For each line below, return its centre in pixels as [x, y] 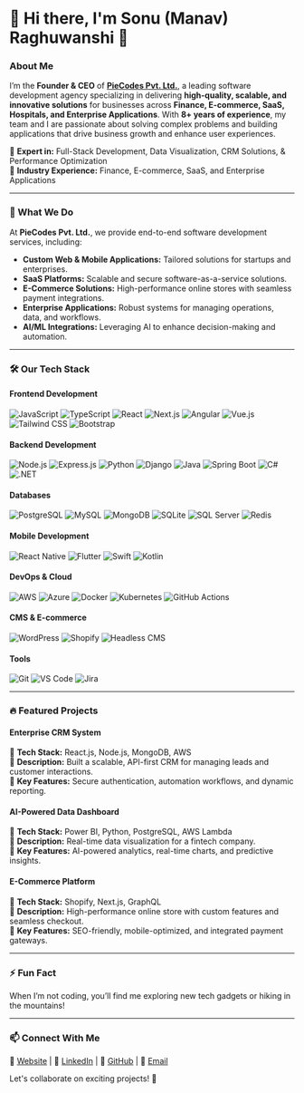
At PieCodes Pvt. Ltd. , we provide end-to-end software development [138, 232]
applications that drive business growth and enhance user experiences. [142, 134]
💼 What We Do [42, 212]
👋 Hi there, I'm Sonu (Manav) [119, 19]
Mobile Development [49, 536]
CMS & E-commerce [48, 618]
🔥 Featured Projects [54, 711]
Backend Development [53, 444]
